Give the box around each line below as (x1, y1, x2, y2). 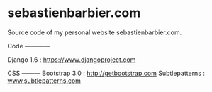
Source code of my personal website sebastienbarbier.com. (7, 28, 182, 37)
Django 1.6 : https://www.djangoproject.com (7, 55, 136, 64)
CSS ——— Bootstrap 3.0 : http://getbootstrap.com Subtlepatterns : (7, 69, 206, 77)
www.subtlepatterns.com (7, 76, 82, 85)
